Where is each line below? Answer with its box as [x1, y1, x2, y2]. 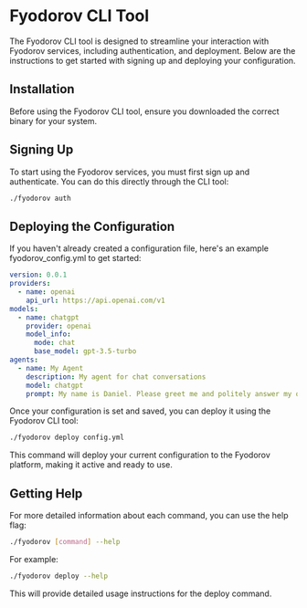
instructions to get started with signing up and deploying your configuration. [9, 55, 296, 66]
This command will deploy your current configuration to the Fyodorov [9, 449, 271, 461]
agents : [9, 355, 39, 364]
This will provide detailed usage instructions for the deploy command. [9, 588, 272, 599]
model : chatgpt [26, 381, 84, 390]
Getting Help [9, 486, 83, 501]
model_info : [26, 330, 71, 339]
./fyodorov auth [9, 194, 71, 203]
